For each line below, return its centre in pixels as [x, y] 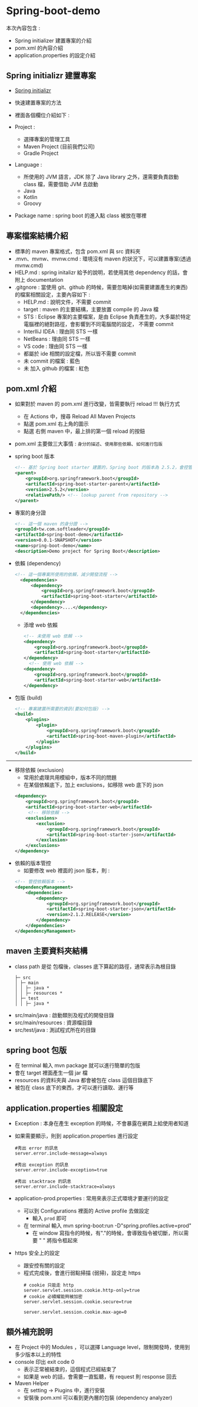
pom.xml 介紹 [32, 388]
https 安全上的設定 [37, 1253]
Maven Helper [32, 1383]
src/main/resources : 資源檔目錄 [53, 1022]
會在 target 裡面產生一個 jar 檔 [51, 1073]
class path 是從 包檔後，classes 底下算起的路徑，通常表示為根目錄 [95, 966]
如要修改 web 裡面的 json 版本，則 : [67, 870]
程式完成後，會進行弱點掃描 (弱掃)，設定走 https [82, 1273]
